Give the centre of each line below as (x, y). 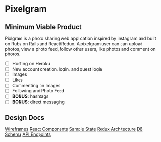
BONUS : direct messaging (38, 102)
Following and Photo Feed (38, 91)
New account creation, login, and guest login (57, 69)
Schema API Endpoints (28, 134)
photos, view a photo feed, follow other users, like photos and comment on (80, 49)
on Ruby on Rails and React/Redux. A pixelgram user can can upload (74, 44)
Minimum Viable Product (43, 27)
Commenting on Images (36, 86)
